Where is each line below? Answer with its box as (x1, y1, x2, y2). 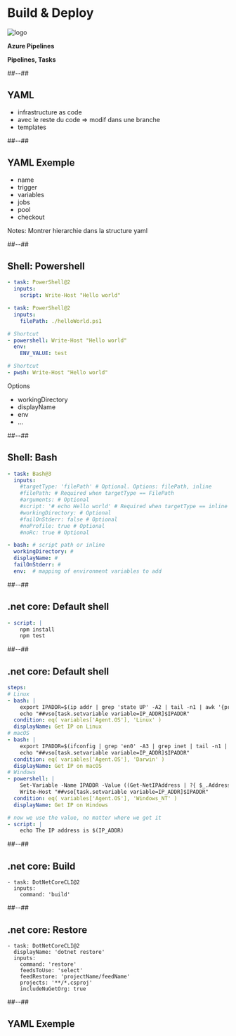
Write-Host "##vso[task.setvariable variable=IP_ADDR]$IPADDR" (20, 788, 209, 796)
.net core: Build (7, 860, 76, 872)
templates (17, 123, 47, 131)
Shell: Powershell (7, 260, 86, 272)
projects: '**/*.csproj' (20, 979, 93, 986)
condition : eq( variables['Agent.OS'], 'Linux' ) (13, 717, 162, 724)
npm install (20, 626, 55, 633)
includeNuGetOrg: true (20, 985, 86, 992)
